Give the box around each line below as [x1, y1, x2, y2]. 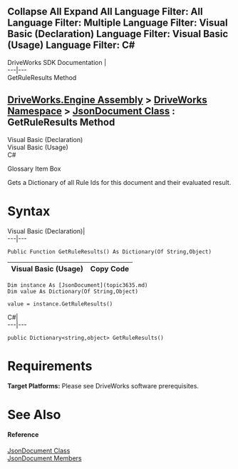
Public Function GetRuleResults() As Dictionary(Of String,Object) [7, 248, 212, 256]
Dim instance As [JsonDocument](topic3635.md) [7, 281, 148, 288]
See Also [7, 406, 61, 423]
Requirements [7, 358, 93, 374]
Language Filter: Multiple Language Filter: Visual [7, 17, 228, 29]
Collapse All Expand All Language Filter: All [7, 6, 203, 18]
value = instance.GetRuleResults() [7, 300, 113, 308]
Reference [7, 430, 39, 439]
